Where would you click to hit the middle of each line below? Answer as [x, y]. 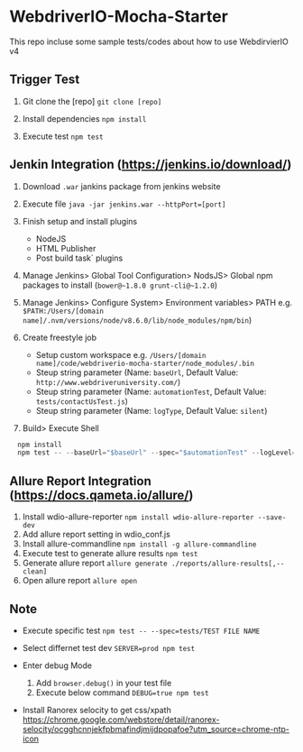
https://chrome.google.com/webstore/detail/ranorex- [121, 720]
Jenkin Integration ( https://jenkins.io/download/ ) [151, 165]
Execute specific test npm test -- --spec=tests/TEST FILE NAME [141, 630]
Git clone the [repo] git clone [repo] [92, 101]
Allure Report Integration [80, 481]
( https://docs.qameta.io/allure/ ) [101, 495]
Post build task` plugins [79, 258]
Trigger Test [45, 80]
